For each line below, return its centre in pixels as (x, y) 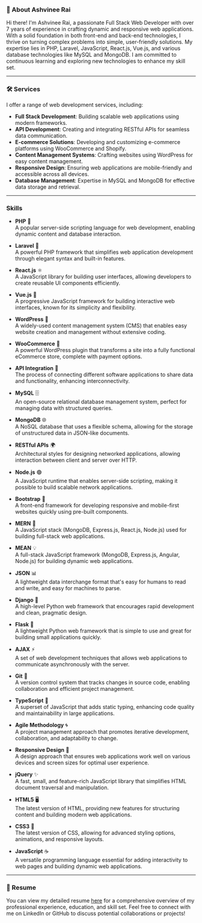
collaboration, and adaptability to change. (66, 738)
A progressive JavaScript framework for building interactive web (95, 301)
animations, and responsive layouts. (59, 839)
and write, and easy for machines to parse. (68, 588)
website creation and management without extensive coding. (90, 332)
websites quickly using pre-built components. (72, 511)
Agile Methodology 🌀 (41, 725)
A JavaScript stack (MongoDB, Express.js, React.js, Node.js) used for (101, 529)
